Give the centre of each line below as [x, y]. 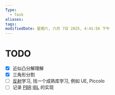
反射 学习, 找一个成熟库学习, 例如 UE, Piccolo [59, 81]
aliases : [14, 19]
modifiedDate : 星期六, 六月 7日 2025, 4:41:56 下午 [57, 29]
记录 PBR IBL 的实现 [33, 87]
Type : [11, 10]
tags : [11, 24]
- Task [17, 15]
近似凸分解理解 [28, 68]
